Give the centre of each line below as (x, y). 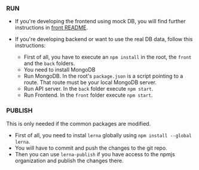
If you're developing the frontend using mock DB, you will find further (100, 21)
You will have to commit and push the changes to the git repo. (91, 148)
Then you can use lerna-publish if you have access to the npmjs (95, 154)
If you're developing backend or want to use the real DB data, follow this (104, 39)
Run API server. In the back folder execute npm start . (88, 89)
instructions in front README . (51, 27)
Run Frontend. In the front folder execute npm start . (88, 95)
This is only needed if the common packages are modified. (79, 123)
